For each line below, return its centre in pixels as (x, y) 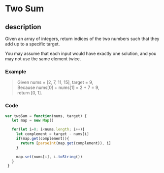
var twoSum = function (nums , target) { (46, 116)
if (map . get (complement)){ (43, 139)
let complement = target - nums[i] (53, 134)
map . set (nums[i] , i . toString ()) (49, 157)
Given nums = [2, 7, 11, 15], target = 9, (55, 83)
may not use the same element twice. (43, 59)
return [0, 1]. (30, 93)
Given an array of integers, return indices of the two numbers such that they (82, 39)
